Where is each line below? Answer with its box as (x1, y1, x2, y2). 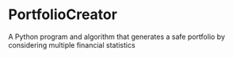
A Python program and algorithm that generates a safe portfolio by (8, 32, 226, 41)
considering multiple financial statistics (8, 40, 136, 49)
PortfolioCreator (8, 6, 117, 24)
